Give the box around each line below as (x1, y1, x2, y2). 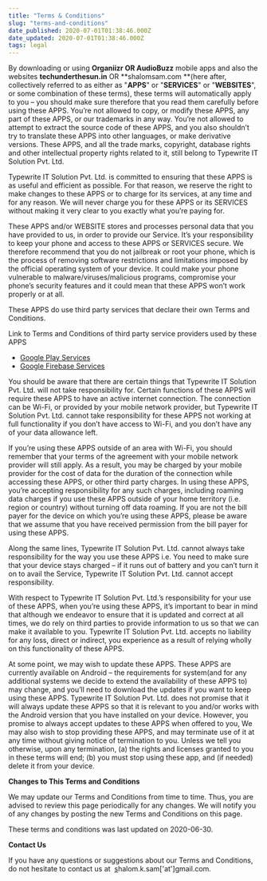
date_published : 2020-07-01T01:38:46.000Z (8, 26, 151, 34)
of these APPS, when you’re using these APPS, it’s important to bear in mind (8, 601, 258, 611)
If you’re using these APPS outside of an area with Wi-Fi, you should (8, 443, 233, 453)
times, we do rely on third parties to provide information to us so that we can (8, 618, 259, 628)
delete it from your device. (8, 761, 95, 771)
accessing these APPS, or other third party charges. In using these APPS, (8, 477, 249, 487)
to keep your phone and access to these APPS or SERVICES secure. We (8, 239, 245, 248)
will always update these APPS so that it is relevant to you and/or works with (8, 702, 259, 712)
